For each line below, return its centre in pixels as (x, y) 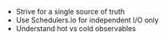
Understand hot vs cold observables (76, 28)
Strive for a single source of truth (70, 12)
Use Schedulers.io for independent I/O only (87, 20)
